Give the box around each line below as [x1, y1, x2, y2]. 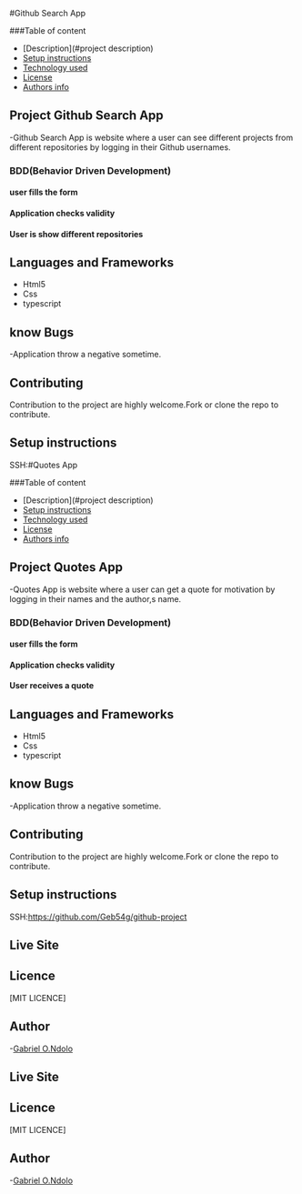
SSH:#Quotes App [9, 459, 78, 470]
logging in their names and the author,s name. [9, 593, 182, 604]
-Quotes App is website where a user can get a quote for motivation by [9, 584, 276, 595]
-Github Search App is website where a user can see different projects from [9, 132, 294, 143]
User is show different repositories [9, 228, 144, 239]
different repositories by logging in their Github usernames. [9, 141, 231, 153]
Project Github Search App [9, 108, 164, 124]
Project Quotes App [9, 559, 123, 576]
